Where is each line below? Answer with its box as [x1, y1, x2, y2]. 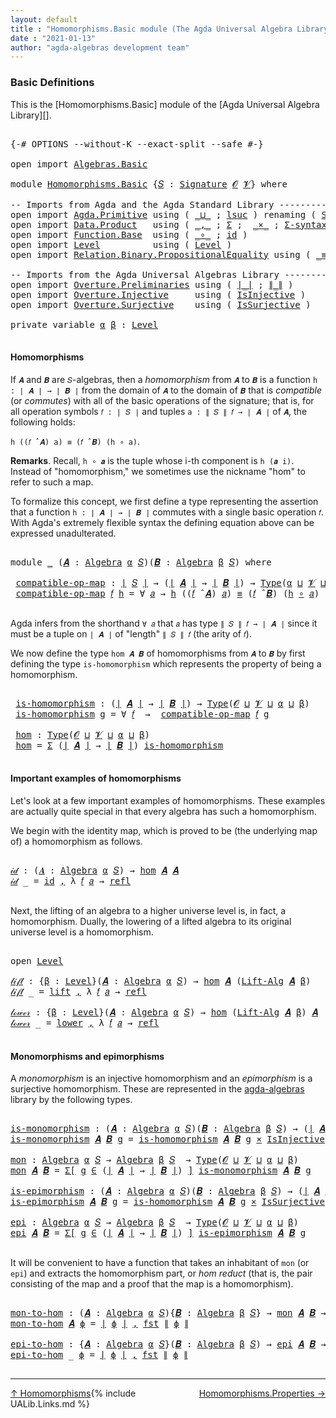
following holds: [10, 416, 76, 428]
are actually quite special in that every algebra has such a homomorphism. [10, 805, 317, 817]
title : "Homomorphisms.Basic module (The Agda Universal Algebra [10, 24, 293, 34]
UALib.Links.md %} [10, 1398, 90, 1410]
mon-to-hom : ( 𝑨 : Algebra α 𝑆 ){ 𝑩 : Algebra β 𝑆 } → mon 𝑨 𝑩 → [10, 1307, 327, 1319]
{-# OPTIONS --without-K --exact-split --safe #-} [10, 138, 264, 150]
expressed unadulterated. [10, 527, 117, 539]
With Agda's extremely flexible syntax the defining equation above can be [10, 516, 315, 528]
